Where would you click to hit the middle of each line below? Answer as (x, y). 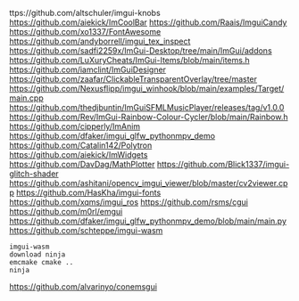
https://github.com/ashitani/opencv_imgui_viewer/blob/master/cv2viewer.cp (149, 183)
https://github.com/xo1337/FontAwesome (85, 32)
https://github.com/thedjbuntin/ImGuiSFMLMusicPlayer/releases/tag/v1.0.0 (147, 107)
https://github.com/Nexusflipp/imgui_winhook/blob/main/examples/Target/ (147, 89)
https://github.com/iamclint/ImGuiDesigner (88, 69)
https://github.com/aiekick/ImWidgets (79, 155)
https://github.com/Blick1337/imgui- (223, 164)
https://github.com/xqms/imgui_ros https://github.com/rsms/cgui (129, 202)
